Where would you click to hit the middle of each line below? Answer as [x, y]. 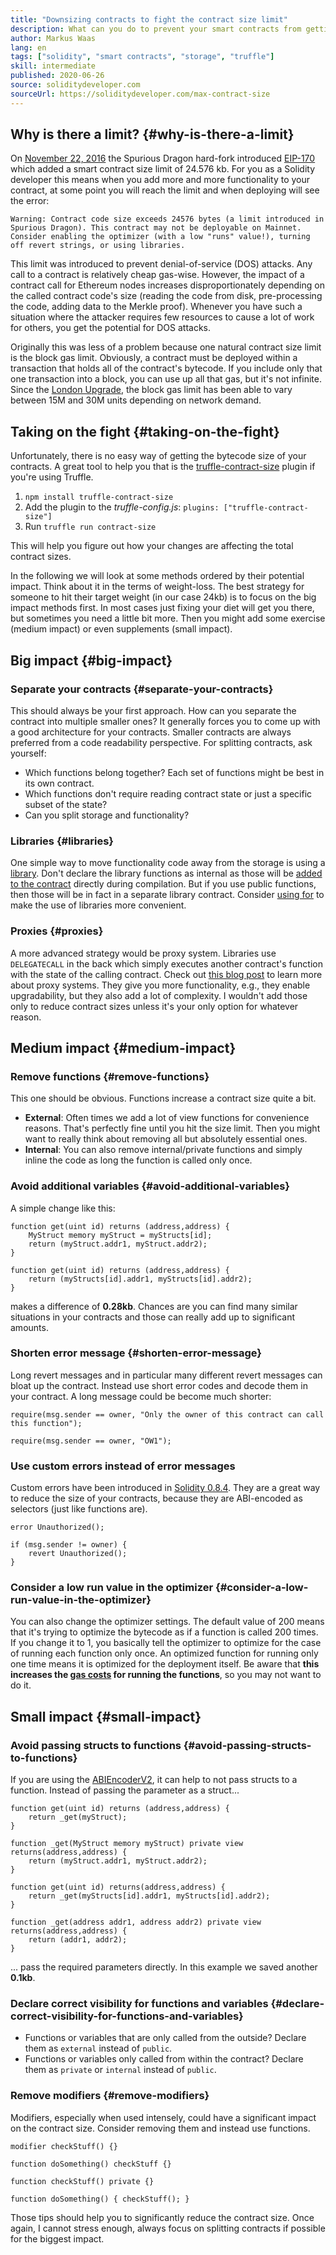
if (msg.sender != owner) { [69, 1545]
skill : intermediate [53, 66]
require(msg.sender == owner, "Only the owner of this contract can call [167, 1414]
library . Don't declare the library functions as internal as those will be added [166, 873]
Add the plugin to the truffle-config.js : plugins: [122, 507]
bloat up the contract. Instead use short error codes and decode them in [159, 1385]
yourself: [28, 753]
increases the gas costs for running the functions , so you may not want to [166, 1675]
